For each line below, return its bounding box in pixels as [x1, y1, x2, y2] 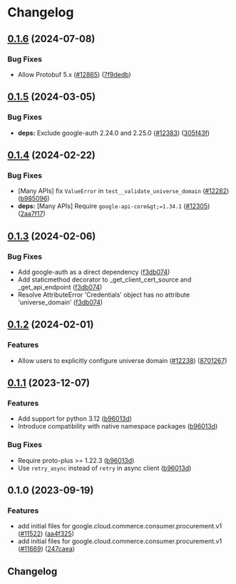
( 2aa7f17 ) [17, 210, 46, 218]
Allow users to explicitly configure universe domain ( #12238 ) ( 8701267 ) [17, 356, 227, 364]
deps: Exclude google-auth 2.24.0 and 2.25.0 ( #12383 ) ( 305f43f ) [17, 128, 210, 137]
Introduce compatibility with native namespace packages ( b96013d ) [17, 422, 218, 431]
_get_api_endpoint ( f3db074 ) [17, 282, 103, 291]
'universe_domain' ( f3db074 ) [17, 297, 103, 307]
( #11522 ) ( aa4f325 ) [17, 529, 75, 538]
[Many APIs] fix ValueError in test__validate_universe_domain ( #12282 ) [17, 187, 230, 195]
